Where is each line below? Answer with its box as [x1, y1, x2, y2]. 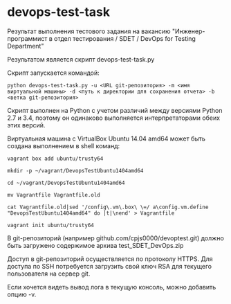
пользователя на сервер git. [7, 269, 91, 278]
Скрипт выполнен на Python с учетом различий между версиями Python [7, 106, 223, 114]
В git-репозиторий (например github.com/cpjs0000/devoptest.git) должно [7, 233, 225, 242]
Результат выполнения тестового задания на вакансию [7, 27, 171, 35]
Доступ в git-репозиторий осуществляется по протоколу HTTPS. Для [7, 254, 213, 263]
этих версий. [7, 120, 46, 129]
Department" [7, 42, 44, 50]
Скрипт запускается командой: [7, 69, 100, 77]
